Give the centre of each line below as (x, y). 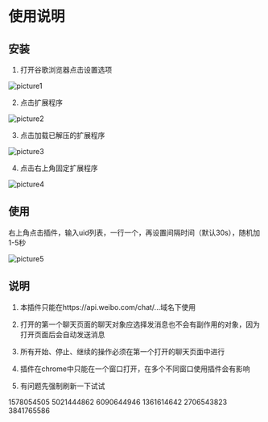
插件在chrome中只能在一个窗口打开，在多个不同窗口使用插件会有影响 (135, 369)
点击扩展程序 (41, 102)
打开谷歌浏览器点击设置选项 (66, 70)
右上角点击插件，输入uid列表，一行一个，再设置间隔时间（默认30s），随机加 (134, 232)
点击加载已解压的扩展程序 (62, 135)
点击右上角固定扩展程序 (59, 168)
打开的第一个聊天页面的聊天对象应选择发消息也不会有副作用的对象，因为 (140, 324)
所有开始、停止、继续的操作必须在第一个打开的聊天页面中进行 (122, 351)
